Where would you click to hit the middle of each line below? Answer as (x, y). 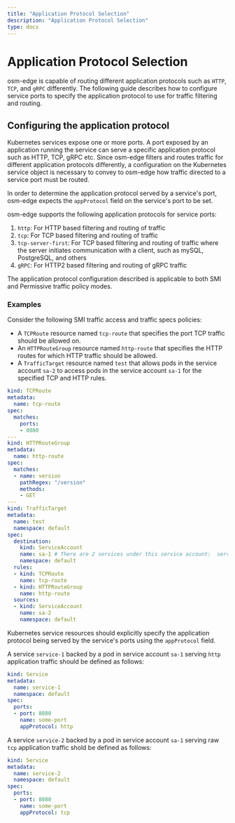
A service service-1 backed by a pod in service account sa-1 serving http (114, 654)
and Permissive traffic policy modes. (60, 287)
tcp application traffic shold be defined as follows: (79, 747)
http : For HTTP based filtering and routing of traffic (91, 228)
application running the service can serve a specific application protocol (111, 150)
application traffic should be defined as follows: (76, 661)
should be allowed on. (49, 341)
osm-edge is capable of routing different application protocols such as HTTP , (117, 81)
